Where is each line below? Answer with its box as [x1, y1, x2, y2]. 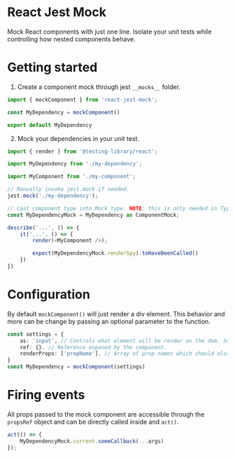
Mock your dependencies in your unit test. [17, 134, 140, 142]
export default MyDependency [7, 121, 92, 128]
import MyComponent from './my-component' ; [7, 173, 136, 180]
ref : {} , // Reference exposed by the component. [20, 344, 168, 351]
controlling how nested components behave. [7, 34, 136, 43]
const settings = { [7, 330, 64, 337]
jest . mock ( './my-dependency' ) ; [7, 192, 99, 199]
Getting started [7, 60, 98, 76]
